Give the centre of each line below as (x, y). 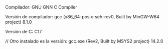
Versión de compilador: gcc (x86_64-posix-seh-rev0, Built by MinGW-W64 (82, 17)
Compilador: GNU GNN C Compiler (41, 7)
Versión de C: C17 (24, 31)
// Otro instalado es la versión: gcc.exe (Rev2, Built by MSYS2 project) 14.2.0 (84, 41)
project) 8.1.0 (19, 22)
